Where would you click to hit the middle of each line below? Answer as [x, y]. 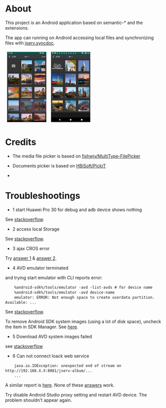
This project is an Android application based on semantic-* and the [74, 23]
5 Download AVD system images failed [52, 337]
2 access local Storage [36, 229]
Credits [21, 142]
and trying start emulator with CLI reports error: [54, 278]
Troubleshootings [43, 196]
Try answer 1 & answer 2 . [31, 258]
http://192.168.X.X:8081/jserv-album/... [49, 371]
